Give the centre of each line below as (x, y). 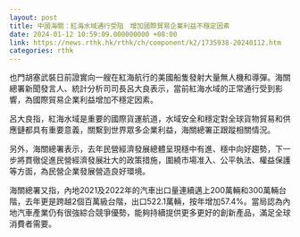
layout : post (33, 17)
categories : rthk (42, 51)
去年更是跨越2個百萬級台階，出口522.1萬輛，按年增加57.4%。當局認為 (154, 201)
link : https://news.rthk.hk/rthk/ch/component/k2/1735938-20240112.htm (145, 42)
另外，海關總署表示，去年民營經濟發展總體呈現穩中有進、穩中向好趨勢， (142, 149)
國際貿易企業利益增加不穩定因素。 (95, 100)
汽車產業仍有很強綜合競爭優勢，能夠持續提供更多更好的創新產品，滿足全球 (154, 213)
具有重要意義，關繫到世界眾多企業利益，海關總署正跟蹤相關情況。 (154, 130)
